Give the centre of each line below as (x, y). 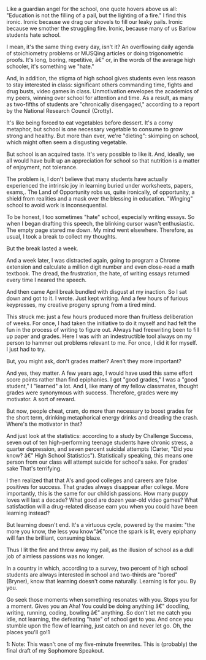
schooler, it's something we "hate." (51, 66)
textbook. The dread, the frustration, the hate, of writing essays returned (98, 273)
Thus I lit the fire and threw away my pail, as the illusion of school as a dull (100, 550)
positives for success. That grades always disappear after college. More (97, 487)
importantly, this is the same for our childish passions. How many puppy (97, 493)
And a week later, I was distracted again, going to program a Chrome (93, 260)
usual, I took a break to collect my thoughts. (62, 236)
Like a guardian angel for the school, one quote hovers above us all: (92, 9)
